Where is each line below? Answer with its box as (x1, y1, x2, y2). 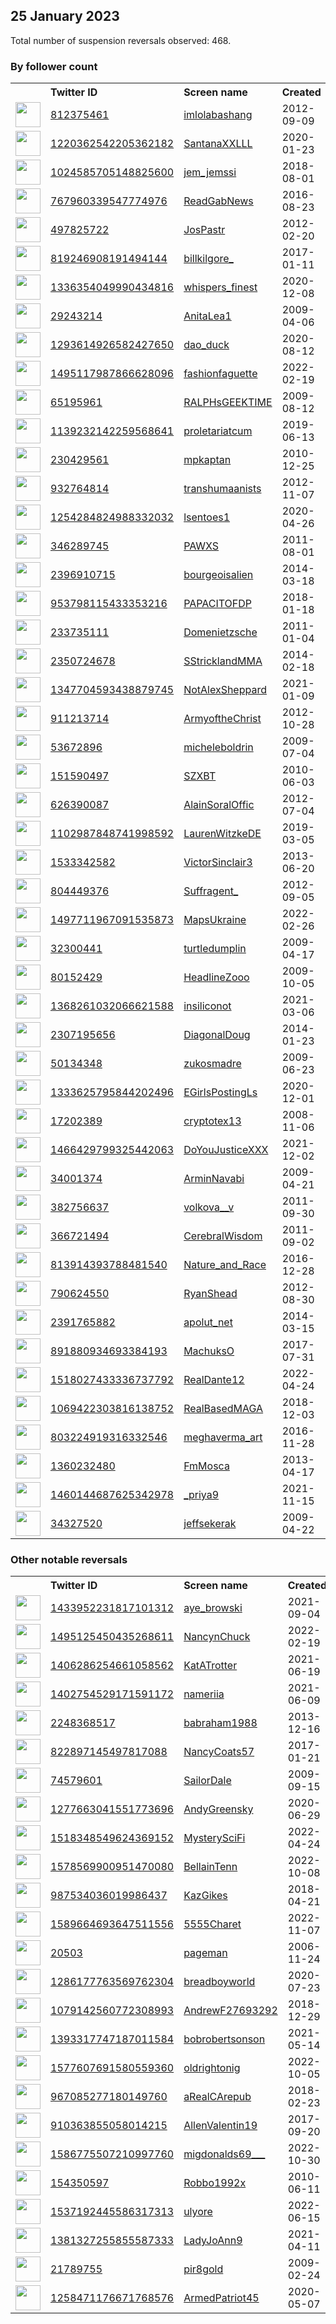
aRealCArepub (183, 2090, 252, 2104)
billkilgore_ (183, 252, 234, 266)
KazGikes (183, 1889, 228, 1903)
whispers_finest (183, 280, 258, 294)
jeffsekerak (183, 1517, 237, 1531)
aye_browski (183, 1601, 243, 1615)
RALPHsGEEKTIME (183, 395, 273, 409)
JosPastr (183, 223, 226, 237)
